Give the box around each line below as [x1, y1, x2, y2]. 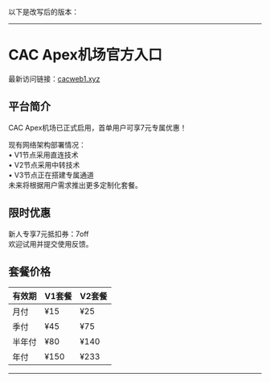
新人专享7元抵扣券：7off [8, 229, 90, 239]
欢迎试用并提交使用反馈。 [8, 239, 93, 248]
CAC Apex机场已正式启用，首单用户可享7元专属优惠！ [8, 122, 187, 132]
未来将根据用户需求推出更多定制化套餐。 [8, 180, 142, 189]
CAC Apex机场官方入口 [8, 46, 162, 64]
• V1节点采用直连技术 [8, 150, 79, 160]
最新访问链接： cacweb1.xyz [8, 73, 100, 83]
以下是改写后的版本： [8, 7, 79, 16]
